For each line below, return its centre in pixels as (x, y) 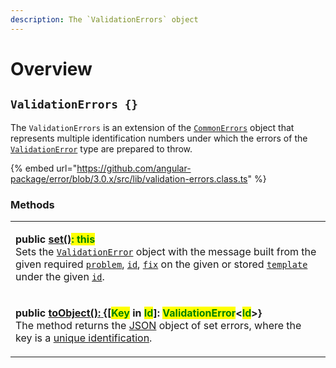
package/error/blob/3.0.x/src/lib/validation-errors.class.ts (129, 178)
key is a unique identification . (84, 338)
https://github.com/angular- (134, 168)
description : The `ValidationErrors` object (104, 19)
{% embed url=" (44, 168)
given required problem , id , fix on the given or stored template (161, 264)
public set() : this (55, 239)
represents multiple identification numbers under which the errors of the (159, 138)
